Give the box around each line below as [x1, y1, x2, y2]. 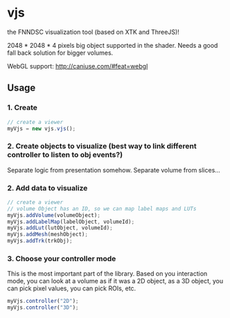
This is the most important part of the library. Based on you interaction [7, 270, 208, 278]
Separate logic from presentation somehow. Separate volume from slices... [7, 166, 220, 174]
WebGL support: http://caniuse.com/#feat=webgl [7, 62, 148, 70]
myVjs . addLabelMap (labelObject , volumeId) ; [7, 218, 135, 225]
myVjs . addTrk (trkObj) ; [7, 238, 73, 245]
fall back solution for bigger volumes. [7, 48, 114, 57]
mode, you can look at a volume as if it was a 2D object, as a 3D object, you [7, 277, 224, 285]
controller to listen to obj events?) [7, 150, 123, 160]
